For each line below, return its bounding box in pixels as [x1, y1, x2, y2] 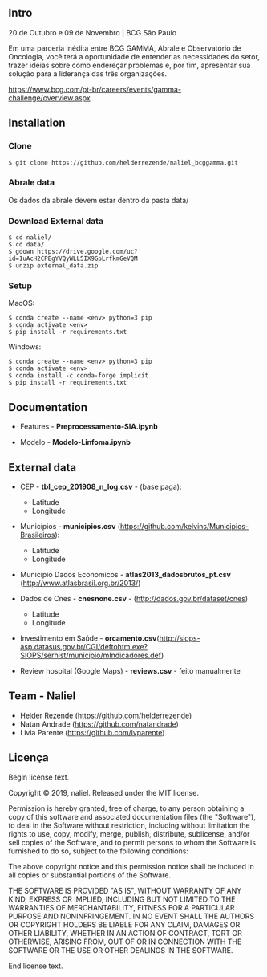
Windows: [8, 342, 42, 352]
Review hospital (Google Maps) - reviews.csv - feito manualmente [19, 666, 241, 676]
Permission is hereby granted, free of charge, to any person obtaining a [8, 803, 245, 813]
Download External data [8, 215, 104, 226]
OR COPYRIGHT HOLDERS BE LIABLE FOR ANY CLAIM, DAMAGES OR [8, 919, 241, 930]
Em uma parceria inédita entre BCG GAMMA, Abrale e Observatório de [8, 43, 241, 53]
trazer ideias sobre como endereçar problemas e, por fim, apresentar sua [8, 60, 251, 70]
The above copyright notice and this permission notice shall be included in [8, 861, 254, 871]
